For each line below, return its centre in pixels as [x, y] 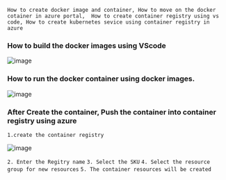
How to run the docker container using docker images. [101, 79]
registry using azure [42, 120]
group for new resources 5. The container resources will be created [110, 169]
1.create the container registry [56, 135]
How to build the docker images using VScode [87, 45]
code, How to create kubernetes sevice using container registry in [108, 22]
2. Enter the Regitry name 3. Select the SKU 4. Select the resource [109, 162]
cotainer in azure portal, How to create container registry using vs [113, 16]
